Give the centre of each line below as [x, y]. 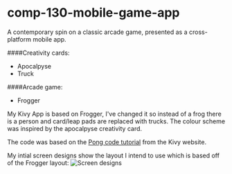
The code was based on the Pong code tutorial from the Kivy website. [107, 142]
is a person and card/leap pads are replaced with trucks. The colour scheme [116, 121]
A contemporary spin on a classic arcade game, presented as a [98, 32]
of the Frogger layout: [38, 163]
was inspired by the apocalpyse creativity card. [75, 128]
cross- [198, 32]
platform [19, 39]
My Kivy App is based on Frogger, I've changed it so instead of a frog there [114, 114]
